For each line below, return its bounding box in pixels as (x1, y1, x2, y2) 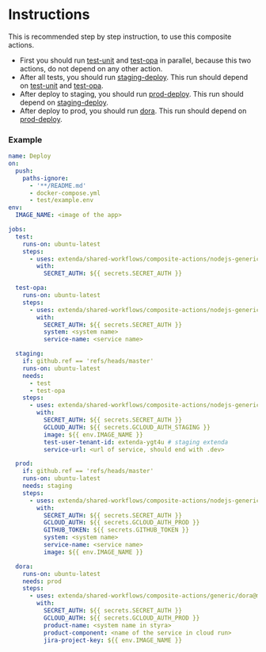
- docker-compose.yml (28, 189, 101, 197)
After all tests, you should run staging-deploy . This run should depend (19, 72, 249, 82)
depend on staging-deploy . (19, 97, 108, 107)
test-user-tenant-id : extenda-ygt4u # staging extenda (43, 438, 228, 446)
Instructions (8, 6, 90, 24)
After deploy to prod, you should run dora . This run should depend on (19, 105, 247, 116)
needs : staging (22, 482, 73, 490)
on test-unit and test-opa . (19, 81, 104, 90)
